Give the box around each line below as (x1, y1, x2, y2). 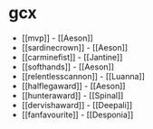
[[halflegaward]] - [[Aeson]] (21, 80, 126, 91)
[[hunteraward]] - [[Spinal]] (21, 89, 124, 101)
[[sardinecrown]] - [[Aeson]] (21, 41, 129, 52)
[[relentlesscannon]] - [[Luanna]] (21, 70, 146, 81)
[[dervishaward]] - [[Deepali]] (21, 99, 133, 110)
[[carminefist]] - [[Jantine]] (21, 51, 123, 62)
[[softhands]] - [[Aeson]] (21, 61, 115, 72)
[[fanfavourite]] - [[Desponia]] (21, 109, 134, 120)
